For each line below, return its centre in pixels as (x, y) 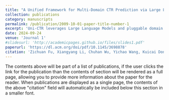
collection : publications (32, 15)
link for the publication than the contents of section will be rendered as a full (84, 71)
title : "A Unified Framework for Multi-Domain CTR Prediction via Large (83, 10)
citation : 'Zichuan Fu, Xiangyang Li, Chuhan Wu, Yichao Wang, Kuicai (81, 52)
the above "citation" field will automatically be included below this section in (84, 87)
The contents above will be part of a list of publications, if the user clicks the (84, 66)
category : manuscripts (29, 19)
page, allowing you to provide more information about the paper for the (79, 77)
